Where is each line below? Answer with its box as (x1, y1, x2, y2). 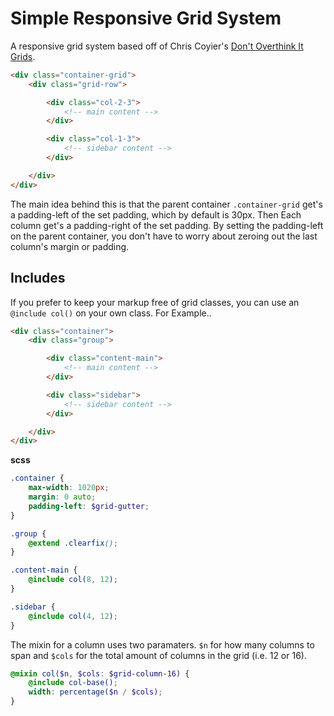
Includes (10, 270, 66, 287)
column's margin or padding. (10, 240, 130, 252)
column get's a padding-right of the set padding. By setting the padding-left (10, 219, 324, 231)
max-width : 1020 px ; (28, 483, 110, 493)
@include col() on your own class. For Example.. (10, 307, 212, 319)
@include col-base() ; (28, 678, 118, 688)
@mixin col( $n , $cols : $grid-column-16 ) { (10, 668, 190, 679)
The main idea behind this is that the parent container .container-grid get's (10, 198, 323, 210)
